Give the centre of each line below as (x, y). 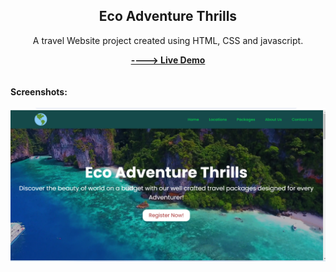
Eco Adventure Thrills (168, 16)
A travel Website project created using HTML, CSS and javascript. (168, 40)
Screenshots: (39, 91)
